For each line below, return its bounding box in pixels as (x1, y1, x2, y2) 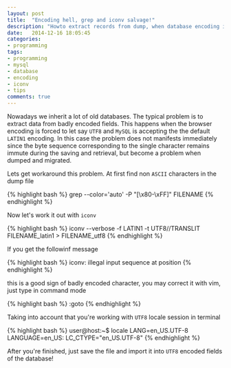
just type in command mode (7, 287, 87, 294)
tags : (7, 49, 23, 56)
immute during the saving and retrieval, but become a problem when (7, 149, 201, 157)
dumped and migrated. (7, 156, 72, 164)
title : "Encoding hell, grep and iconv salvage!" (7, 17, 155, 23)
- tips (7, 87, 26, 94)
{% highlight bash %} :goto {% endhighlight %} (7, 300, 142, 307)
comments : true (7, 94, 51, 101)
